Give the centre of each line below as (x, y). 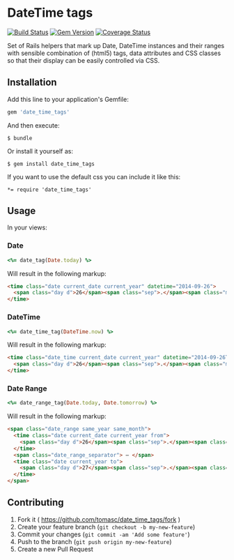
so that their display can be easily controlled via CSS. (84, 60)
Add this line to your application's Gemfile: (68, 99)
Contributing (36, 502)
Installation (32, 83)
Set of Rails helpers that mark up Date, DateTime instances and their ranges (116, 45)
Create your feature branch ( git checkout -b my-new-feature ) (106, 527)
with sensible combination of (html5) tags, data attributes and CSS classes (114, 53)
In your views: (27, 227)
